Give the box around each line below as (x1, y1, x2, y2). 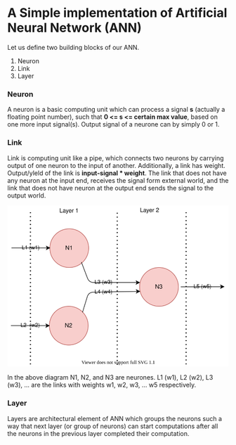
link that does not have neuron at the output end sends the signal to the (7, 183, 214, 192)
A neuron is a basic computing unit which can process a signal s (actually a (7, 105, 225, 114)
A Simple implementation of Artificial (7, 5, 228, 21)
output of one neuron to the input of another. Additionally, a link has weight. (7, 161, 226, 169)
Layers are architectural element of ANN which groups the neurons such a (7, 414, 223, 423)
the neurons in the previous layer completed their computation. (7, 429, 190, 437)
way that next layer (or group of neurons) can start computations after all (7, 422, 218, 430)
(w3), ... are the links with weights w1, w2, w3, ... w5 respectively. (7, 381, 197, 389)
